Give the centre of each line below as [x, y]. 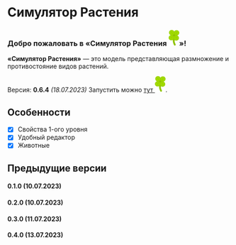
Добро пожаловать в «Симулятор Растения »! [97, 43]
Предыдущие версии [57, 168]
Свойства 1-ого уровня [52, 129]
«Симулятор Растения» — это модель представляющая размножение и [118, 59]
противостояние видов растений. [58, 66]
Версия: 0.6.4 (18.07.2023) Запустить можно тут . [88, 90]
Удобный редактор [46, 137]
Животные [34, 146]
